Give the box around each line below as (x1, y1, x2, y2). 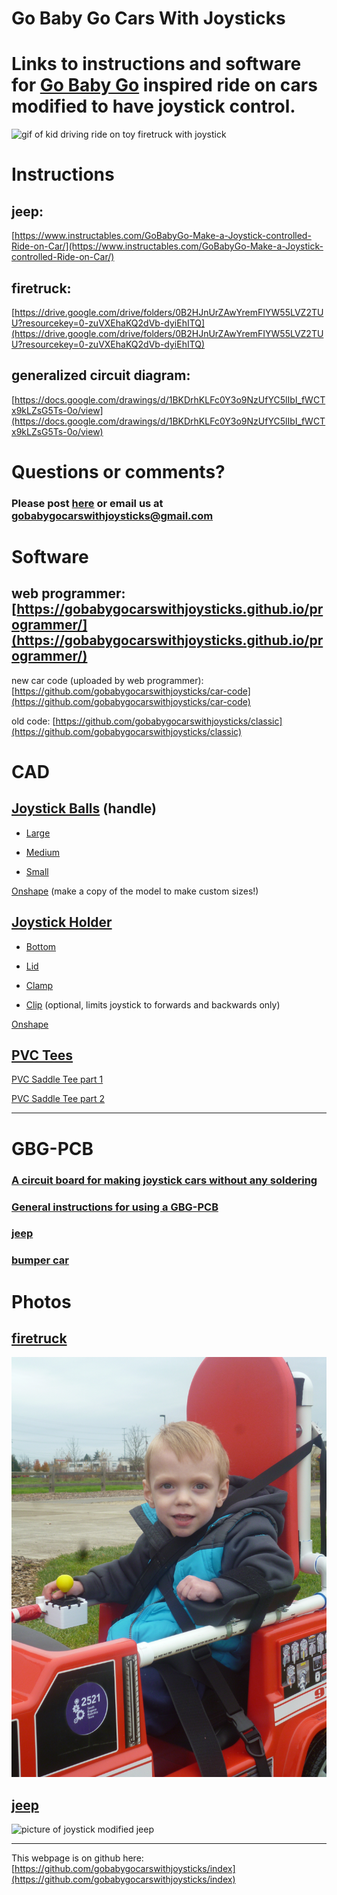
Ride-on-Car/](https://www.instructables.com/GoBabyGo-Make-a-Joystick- (11, 240, 324, 252)
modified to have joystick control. (11, 95, 296, 118)
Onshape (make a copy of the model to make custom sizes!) (11, 885, 259, 897)
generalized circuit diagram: (11, 367, 191, 384)
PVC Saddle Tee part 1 (11, 1073, 104, 1086)
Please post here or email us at (11, 496, 164, 510)
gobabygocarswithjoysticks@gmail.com (11, 508, 214, 522)
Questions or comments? (11, 460, 226, 483)
